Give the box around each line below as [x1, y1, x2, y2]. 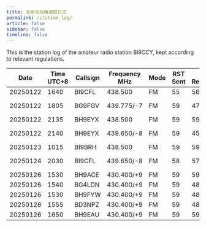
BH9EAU [74, 210, 100, 219]
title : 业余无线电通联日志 [6, 9, 67, 15]
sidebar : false [6, 26, 45, 33]
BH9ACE [74, 171, 99, 179]
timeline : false [6, 32, 48, 38]
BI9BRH [74, 143, 97, 152]
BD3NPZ [74, 201, 100, 209]
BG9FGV [74, 102, 100, 110]
